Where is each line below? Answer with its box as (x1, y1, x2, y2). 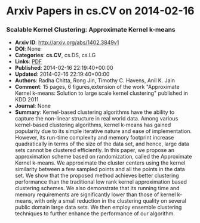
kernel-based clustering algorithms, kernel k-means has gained (14, 121, 171, 129)
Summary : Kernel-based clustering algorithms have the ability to (14, 109, 175, 116)
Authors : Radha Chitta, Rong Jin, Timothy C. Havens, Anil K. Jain (14, 77, 175, 84)
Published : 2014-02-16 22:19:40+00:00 (14, 64, 113, 72)
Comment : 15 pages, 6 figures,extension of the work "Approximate (14, 83, 180, 91)
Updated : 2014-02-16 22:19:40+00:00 (14, 70, 110, 78)
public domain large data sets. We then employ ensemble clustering (14, 204, 182, 211)
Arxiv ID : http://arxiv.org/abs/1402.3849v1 (14, 39, 119, 46)
